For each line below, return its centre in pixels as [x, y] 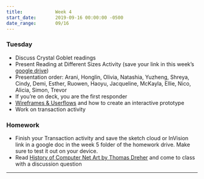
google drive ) [32, 70]
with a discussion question [48, 164]
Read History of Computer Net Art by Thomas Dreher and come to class [105, 157]
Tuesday [19, 44]
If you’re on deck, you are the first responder [71, 96]
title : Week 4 [39, 12]
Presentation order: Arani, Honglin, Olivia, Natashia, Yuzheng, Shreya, [102, 77]
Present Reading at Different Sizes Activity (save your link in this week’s [104, 64]
